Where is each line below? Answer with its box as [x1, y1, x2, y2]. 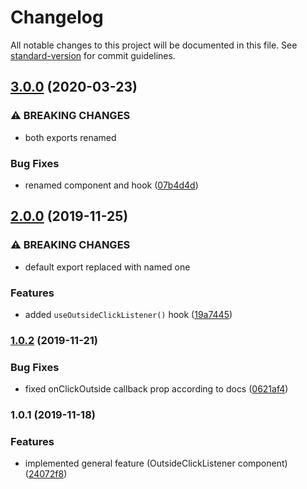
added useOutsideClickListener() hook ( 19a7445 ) [24, 308, 233, 320]
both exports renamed [24, 131, 117, 143]
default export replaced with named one [24, 261, 191, 273]
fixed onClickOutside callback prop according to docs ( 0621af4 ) [24, 383, 289, 395]
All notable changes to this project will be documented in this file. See [10, 39, 298, 51]
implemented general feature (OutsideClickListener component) [24, 457, 288, 470]
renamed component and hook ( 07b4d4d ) [24, 179, 199, 191]
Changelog [10, 6, 104, 29]
